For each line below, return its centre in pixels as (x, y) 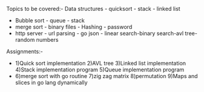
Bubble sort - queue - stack (50, 20)
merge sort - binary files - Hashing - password (74, 27)
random (25, 40)
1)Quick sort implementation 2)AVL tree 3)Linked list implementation (100, 63)
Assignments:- (25, 51)
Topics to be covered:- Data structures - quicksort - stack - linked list (93, 9)
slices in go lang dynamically (51, 82)
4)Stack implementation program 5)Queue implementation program (100, 70)
